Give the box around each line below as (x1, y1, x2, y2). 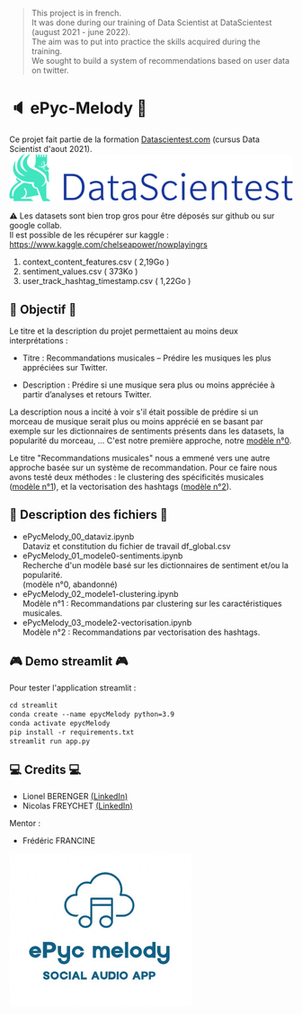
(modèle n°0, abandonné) (22, 579, 119, 590)
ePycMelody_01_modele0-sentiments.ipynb (22, 550, 183, 561)
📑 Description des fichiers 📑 (9, 507, 168, 522)
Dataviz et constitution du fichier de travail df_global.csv (22, 540, 231, 551)
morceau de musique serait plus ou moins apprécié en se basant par (9, 416, 263, 427)
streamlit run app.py (9, 736, 91, 745)
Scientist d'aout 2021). (9, 143, 93, 154)
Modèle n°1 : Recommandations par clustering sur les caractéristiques (22, 598, 282, 609)
